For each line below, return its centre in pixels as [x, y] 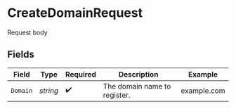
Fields [21, 54]
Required [81, 74]
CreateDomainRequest [75, 13]
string [49, 91]
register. [117, 95]
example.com [203, 91]
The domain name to [137, 86]
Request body [27, 32]
